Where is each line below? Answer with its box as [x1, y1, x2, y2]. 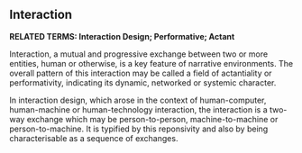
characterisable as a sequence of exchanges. [9, 132, 178, 143]
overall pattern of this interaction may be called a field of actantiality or [9, 67, 272, 78]
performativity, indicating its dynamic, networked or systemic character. [9, 76, 277, 88]
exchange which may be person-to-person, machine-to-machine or [26, 113, 279, 124]
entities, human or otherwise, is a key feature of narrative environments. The [9, 58, 294, 68]
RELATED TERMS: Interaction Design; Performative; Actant [9, 31, 235, 41]
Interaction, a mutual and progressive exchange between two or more [9, 49, 269, 59]
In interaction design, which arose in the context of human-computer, [9, 94, 267, 105]
